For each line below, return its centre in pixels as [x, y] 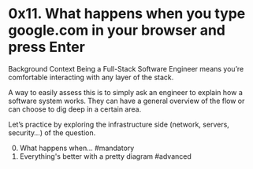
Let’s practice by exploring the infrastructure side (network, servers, [119, 124]
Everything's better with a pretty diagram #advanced [105, 156]
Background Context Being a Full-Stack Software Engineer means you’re [126, 68]
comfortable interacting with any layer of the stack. [91, 77]
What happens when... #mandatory [77, 148]
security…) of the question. [52, 132]
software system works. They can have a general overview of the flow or [126, 101]
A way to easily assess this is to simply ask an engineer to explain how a [125, 92]
